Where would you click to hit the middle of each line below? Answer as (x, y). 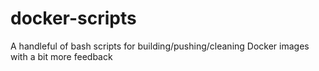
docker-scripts (73, 18)
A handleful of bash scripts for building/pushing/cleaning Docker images (160, 46)
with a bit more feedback (61, 56)
